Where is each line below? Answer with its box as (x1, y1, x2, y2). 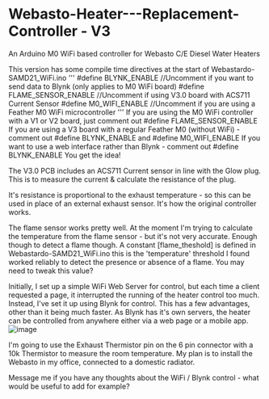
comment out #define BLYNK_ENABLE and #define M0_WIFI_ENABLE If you (8, 132, 261, 142)
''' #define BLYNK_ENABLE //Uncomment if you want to (68, 73, 254, 82)
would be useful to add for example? (8, 381, 131, 391)
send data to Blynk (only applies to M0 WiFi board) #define (8, 82, 204, 91)
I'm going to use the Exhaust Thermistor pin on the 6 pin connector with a (8, 340, 254, 350)
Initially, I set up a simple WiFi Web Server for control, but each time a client (8, 281, 260, 291)
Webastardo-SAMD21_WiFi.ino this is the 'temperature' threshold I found (8, 248, 250, 258)
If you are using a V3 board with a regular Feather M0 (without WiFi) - (8, 124, 241, 134)
